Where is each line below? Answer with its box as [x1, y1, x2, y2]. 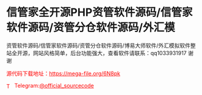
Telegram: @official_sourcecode [14, 82, 95, 89]
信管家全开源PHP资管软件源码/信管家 [6, 5, 193, 19]
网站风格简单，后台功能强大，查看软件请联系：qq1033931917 [32, 49, 187, 56]
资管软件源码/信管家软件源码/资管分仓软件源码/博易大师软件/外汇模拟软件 [6, 42, 191, 49]
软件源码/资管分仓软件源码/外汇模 [6, 21, 175, 34]
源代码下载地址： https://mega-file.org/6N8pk [6, 70, 121, 77]
